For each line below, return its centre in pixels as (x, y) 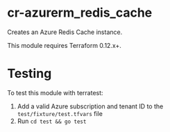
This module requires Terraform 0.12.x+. (64, 45)
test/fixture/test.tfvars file (60, 113)
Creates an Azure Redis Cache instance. (65, 32)
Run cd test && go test (52, 121)
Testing (29, 74)
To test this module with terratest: (55, 92)
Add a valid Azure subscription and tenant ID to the (90, 106)
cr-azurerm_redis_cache (80, 13)
